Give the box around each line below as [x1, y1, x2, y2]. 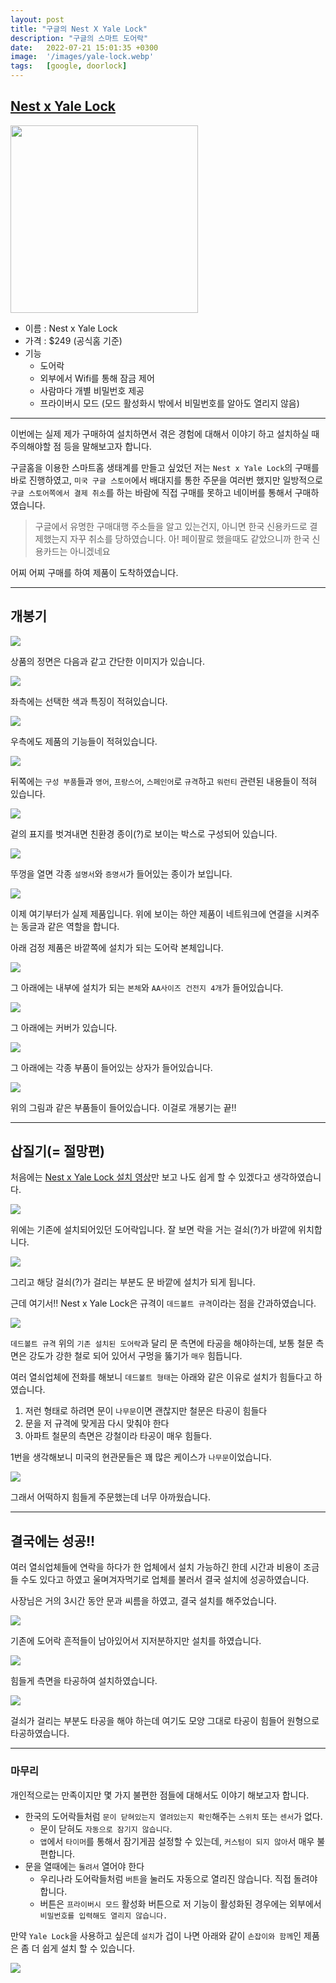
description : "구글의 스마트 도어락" [10, 33, 149, 43]
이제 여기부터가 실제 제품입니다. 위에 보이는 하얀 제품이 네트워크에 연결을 [10, 907, 293, 920]
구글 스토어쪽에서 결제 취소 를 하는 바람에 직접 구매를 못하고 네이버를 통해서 [10, 486, 293, 498]
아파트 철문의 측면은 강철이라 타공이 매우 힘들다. [24, 1430, 212, 1442]
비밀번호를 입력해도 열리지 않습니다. [39, 1911, 168, 1921]
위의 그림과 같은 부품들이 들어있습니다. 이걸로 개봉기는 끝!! [10, 1101, 237, 1113]
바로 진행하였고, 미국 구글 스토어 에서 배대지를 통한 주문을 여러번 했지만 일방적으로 [10, 474, 323, 486]
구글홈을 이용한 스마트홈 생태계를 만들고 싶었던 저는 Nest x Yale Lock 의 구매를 [10, 461, 320, 473]
